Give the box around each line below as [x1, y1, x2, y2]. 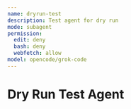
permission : [7, 30, 42, 37]
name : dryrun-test [7, 10, 62, 18]
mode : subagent [7, 23, 52, 30]
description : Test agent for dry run [7, 17, 119, 24]
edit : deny [13, 37, 46, 44]
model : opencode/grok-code [7, 56, 87, 63]
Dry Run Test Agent [7, 86, 125, 102]
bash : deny [13, 43, 46, 50]
